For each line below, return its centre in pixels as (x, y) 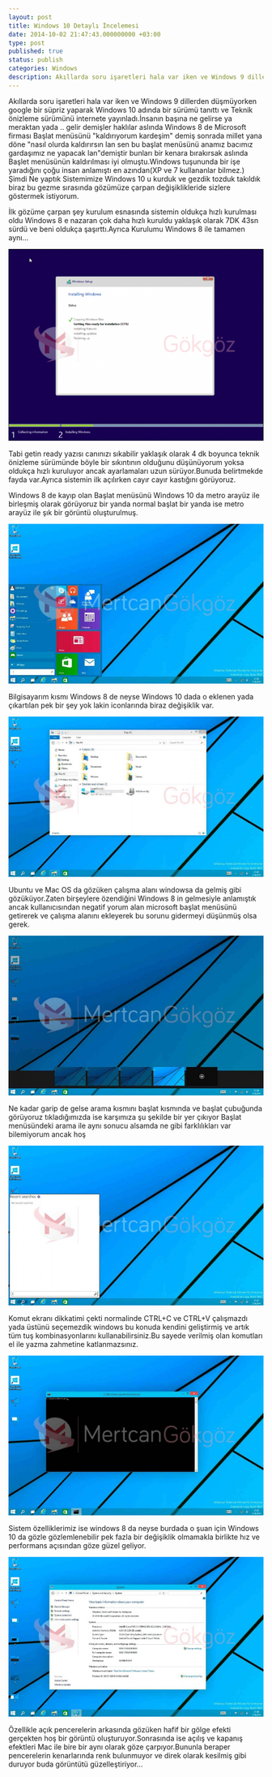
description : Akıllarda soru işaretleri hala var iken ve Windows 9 (126, 77)
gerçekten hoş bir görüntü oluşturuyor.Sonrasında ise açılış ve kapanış (125, 1738)
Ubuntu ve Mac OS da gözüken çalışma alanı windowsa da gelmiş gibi (125, 889)
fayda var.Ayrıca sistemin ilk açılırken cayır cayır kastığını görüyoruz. (122, 480)
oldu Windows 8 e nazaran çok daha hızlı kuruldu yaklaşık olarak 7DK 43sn (134, 220)
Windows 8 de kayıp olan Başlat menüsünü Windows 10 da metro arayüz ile (134, 496)
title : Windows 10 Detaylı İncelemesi (74, 26)
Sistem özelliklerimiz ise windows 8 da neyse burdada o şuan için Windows (134, 1529)
